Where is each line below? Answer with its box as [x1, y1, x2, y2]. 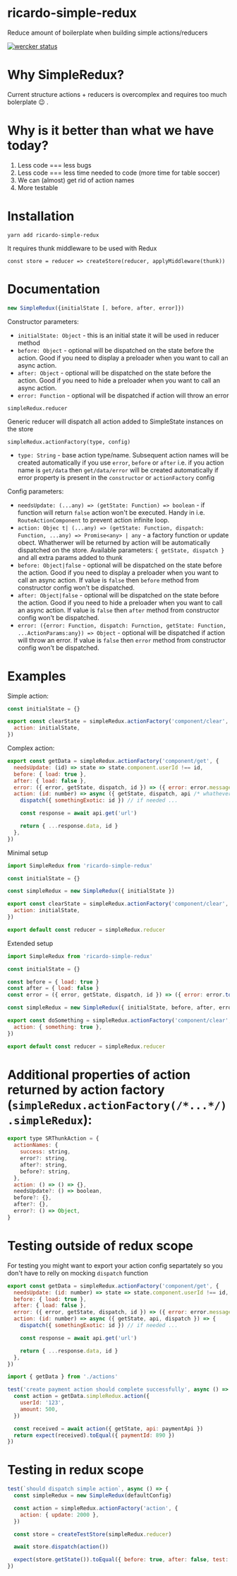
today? [7, 138, 49, 153]
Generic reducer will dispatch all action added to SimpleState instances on [7, 417, 224, 426]
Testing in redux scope [7, 1462, 145, 1478]
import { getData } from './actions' [7, 1373, 119, 1380]
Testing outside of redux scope [7, 1238, 194, 1254]
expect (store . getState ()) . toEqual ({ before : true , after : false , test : [13, 1556, 229, 1563]
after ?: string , [20, 1161, 68, 1168]
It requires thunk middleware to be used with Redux [7, 244, 157, 252]
